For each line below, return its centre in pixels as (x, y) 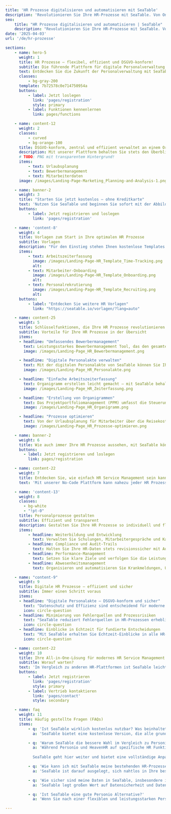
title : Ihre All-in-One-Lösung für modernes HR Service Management (92, 658)
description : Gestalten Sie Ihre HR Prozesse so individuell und (89, 525)
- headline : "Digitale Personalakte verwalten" (70, 360)
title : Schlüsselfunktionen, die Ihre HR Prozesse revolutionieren (92, 327)
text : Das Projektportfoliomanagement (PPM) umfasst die (85, 403)
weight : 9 (29, 582)
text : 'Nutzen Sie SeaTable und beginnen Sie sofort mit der (85, 204)
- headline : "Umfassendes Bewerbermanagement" (69, 342)
